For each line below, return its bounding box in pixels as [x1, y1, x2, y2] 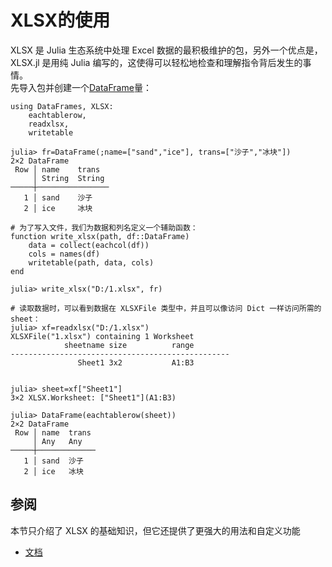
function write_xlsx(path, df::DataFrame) [10, 231, 190, 241]
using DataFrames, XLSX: [10, 101, 114, 111]
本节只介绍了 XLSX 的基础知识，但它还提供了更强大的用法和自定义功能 [10, 524, 301, 536]
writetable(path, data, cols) [28, 257, 155, 268]
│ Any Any [32, 436, 83, 446]
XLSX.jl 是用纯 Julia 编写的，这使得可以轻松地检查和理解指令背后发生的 [10, 56, 303, 68]
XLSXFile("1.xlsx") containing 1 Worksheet [10, 331, 195, 341]
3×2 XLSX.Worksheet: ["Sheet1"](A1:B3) [10, 392, 177, 403]
